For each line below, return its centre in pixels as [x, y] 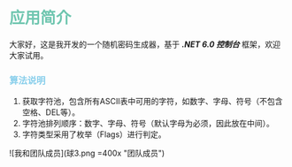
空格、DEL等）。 [51, 112]
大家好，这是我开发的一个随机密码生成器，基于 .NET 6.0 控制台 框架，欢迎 [145, 44]
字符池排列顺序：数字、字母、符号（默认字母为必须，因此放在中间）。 [148, 124]
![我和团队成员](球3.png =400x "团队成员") [87, 153]
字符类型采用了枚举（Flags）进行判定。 [94, 134]
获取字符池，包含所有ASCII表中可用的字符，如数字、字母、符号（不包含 [152, 102]
